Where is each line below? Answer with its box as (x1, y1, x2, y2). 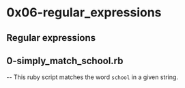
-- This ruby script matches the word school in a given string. (6, 73, 179, 81)
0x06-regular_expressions (6, 5, 162, 20)
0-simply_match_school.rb (6, 55, 124, 66)
